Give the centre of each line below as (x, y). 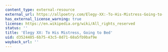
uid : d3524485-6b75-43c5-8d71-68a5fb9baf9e (51, 38)
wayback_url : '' (22, 42)
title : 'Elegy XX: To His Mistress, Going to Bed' (59, 33)
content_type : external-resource (40, 10)
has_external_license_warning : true (43, 19)
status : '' (16, 28)
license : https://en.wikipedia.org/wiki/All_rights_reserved (70, 24)
